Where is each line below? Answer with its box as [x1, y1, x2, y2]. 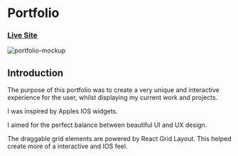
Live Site [7, 30, 38, 40]
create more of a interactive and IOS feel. [7, 142, 128, 150]
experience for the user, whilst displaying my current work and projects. [7, 94, 218, 102]
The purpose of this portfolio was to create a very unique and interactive [7, 86, 220, 94]
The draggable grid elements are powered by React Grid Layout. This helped [7, 135, 232, 143]
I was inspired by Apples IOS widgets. [7, 107, 119, 116]
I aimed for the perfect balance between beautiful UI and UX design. [7, 121, 207, 129]
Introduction [7, 67, 64, 79]
